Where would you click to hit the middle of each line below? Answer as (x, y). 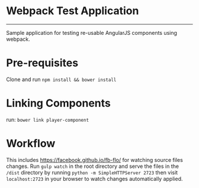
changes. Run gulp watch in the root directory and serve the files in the (93, 166)
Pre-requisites (42, 63)
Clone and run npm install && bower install (61, 79)
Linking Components (58, 103)
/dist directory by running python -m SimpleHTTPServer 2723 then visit (92, 172)
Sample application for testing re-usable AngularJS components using (92, 33)
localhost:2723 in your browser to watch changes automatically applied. (94, 179)
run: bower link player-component (48, 119)
